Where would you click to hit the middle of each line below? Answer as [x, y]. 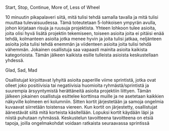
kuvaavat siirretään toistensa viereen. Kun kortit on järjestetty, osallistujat [81, 107]
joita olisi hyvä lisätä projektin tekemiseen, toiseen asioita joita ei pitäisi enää [85, 33]
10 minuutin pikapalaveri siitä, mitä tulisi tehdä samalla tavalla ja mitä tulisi [82, 17]
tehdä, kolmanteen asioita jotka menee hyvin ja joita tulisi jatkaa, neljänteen [83, 39]
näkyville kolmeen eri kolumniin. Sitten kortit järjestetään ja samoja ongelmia [85, 102]
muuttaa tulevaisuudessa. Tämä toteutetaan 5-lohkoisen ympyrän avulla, [81, 23]
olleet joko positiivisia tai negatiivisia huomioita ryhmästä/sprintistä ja [77, 85]
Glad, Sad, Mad [21, 70]
